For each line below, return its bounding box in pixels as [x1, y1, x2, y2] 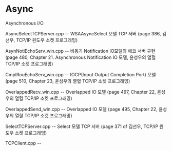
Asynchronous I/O [5, 20, 44, 26]
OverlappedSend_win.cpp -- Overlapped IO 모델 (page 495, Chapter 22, [5, 106, 158, 112]
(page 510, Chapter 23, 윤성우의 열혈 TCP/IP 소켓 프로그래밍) [5, 78, 130, 84]
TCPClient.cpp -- [5, 140, 42, 146]
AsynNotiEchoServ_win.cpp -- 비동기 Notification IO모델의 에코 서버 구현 [5, 48, 156, 54]
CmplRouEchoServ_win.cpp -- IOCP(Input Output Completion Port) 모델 [5, 71, 156, 77]
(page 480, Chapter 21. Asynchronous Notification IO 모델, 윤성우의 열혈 [5, 54, 156, 60]
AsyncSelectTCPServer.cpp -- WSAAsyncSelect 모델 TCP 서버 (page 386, [5, 30, 161, 36]
